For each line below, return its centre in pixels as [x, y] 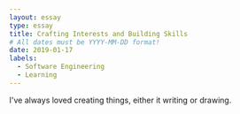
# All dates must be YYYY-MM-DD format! [85, 42]
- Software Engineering [61, 67]
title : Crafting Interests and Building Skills [99, 34]
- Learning [37, 75]
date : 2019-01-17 [41, 50]
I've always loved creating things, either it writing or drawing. [120, 100]
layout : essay [35, 17]
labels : [23, 58]
